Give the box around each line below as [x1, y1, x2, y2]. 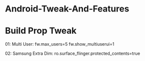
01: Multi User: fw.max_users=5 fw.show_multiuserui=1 [5, 41, 114, 47]
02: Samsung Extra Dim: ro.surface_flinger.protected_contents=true [5, 50, 141, 56]
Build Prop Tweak [5, 25, 77, 37]
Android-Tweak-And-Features [5, 3, 129, 14]
